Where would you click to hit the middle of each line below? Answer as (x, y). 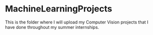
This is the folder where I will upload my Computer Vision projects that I (77, 22)
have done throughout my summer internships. (52, 27)
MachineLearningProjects (59, 9)
